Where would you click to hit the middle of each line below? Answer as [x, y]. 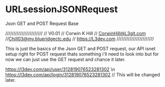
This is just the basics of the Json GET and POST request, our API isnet [80, 48]
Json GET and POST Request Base [42, 23]
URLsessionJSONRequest [61, 9]
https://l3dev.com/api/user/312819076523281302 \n [60, 69]
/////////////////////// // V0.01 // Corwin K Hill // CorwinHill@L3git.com [76, 33]
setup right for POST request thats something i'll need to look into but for [82, 54]
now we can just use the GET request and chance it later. [65, 59]
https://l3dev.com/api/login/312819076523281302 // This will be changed [83, 74]
